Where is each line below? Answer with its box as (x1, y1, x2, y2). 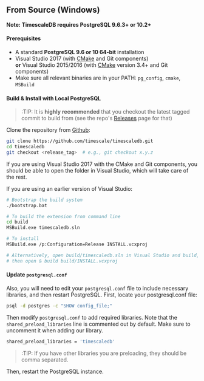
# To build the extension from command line (6, 213, 121, 219)
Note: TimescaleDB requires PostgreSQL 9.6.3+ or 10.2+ (6, 21, 152, 28)
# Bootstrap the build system (6, 197, 83, 203)
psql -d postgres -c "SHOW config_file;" (6, 303, 113, 309)
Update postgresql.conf (6, 271, 68, 278)
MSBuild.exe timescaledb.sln (6, 225, 80, 231)
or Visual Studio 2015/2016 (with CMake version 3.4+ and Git (15, 61, 168, 69)
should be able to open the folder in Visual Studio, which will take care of (6, 166, 189, 174)
